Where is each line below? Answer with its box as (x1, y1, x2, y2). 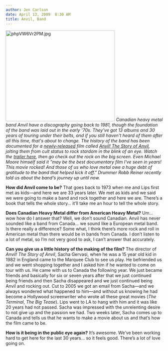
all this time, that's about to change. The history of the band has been (5, 138, 150, 144)
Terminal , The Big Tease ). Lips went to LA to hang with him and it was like (5, 299, 158, 305)
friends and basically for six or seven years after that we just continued (5, 272, 152, 279)
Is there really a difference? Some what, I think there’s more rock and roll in (5, 226, 159, 232)
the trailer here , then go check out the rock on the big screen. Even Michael (5, 154, 161, 160)
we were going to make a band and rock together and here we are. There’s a (5, 195, 163, 201)
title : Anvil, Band (5, 16, 46, 21)
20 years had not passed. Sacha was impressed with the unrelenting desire (5, 304, 161, 310)
